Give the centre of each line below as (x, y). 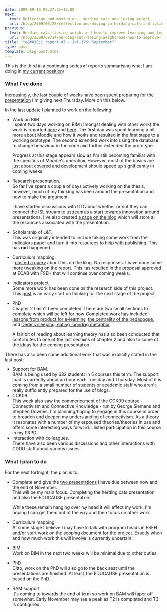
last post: (15, 360)
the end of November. (35, 487)
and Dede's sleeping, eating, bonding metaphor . (62, 324)
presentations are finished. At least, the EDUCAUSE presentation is (81, 574)
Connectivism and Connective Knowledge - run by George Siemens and (86, 406)
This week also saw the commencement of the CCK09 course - (77, 401)
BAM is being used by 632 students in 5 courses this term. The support (85, 374)
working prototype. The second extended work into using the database (85, 140)
